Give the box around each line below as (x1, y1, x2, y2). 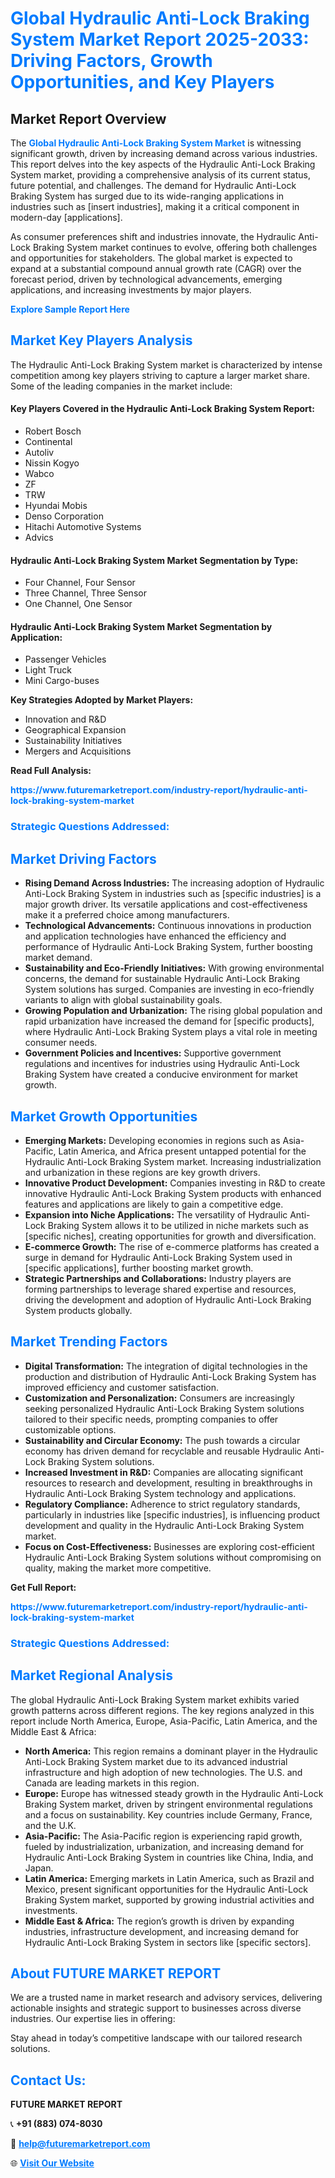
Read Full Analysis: (10, 765, 92, 777)
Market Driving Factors (10, 850, 157, 867)
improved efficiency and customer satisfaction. (24, 1381, 220, 1393)
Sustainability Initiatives (24, 735, 123, 747)
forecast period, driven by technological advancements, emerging (10, 273, 283, 285)
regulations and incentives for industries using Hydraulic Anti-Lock (24, 1058, 300, 1070)
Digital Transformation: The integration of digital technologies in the (24, 1360, 308, 1372)
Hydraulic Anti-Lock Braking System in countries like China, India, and (24, 1851, 314, 1863)
